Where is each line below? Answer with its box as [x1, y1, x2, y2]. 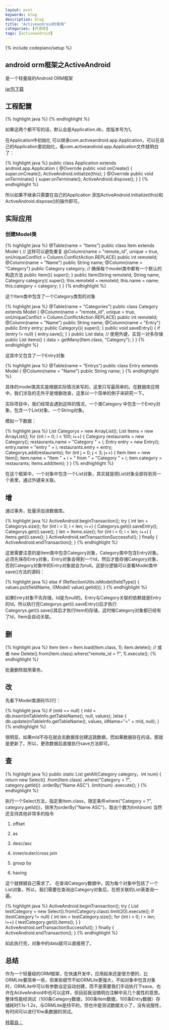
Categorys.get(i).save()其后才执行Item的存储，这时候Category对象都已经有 [5, 608, 161, 614]
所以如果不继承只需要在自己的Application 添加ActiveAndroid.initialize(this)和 [5, 192, 163, 198]
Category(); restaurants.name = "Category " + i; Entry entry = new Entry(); [5, 439, 160, 445]
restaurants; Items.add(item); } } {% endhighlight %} [5, 460, 114, 466]
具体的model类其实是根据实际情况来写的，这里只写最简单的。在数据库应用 [5, 384, 160, 390]
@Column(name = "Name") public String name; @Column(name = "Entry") [5, 320, 160, 326]
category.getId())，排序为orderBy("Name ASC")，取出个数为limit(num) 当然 [5, 804, 162, 810]
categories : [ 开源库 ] [5, 26, 48, 31]
